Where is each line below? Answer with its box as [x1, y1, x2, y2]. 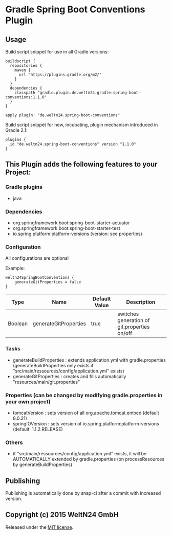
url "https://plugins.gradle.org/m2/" [18, 72, 102, 77]
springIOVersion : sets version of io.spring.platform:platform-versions [12, 420, 160, 426]
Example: [5, 265, 25, 271]
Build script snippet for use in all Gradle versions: [5, 49, 109, 55]
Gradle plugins [5, 184, 42, 191]
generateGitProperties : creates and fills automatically [12, 373, 126, 379]
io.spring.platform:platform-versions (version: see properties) [12, 230, 142, 237]
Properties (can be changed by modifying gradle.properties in [5, 391, 163, 399]
